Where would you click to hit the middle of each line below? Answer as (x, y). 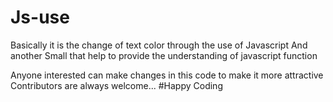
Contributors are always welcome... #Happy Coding (116, 85)
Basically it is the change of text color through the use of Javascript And (159, 45)
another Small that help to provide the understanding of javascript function (164, 55)
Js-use (40, 17)
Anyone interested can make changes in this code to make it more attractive (167, 75)
